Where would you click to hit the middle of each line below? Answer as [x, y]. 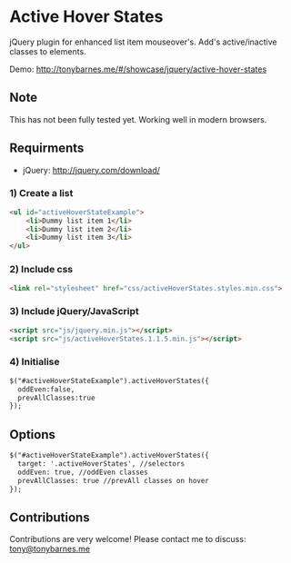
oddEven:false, [46, 389]
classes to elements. [48, 51]
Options [33, 435]
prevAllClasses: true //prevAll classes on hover [113, 480]
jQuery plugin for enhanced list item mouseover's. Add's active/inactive [143, 42]
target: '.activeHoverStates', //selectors [101, 464]
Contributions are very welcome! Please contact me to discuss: [128, 539]
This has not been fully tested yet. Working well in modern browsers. [138, 119]
